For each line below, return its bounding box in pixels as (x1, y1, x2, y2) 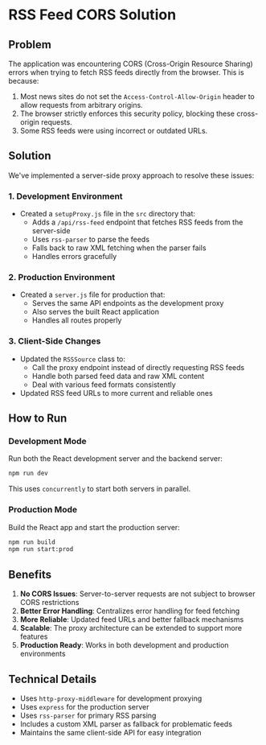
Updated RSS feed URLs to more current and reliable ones (19, 388, 213, 397)
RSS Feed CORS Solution (8, 6, 177, 24)
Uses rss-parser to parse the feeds (31, 235, 150, 245)
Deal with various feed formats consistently (31, 380, 177, 389)
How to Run (8, 412, 68, 426)
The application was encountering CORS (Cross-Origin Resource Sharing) (8, 59, 253, 68)
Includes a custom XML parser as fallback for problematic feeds (19, 718, 233, 729)
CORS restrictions (19, 598, 80, 607)
